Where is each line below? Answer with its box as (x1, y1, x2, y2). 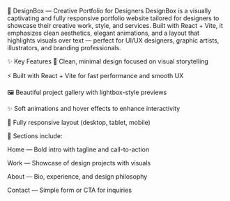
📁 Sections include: (7, 132, 63, 140)
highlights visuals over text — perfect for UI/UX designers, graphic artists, (7, 36, 220, 45)
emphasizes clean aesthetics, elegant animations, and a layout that (7, 29, 200, 37)
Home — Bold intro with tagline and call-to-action (7, 145, 150, 154)
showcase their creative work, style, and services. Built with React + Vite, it (7, 22, 223, 29)
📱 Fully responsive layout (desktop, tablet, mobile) (7, 119, 151, 126)
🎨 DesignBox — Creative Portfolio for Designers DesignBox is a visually (7, 7, 211, 15)
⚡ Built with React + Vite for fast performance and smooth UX (7, 72, 184, 80)
